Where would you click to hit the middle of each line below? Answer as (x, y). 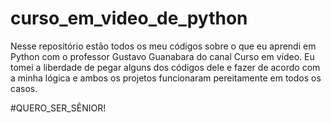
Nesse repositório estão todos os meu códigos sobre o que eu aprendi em (163, 46)
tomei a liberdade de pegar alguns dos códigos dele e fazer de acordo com (165, 67)
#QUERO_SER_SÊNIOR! (58, 108)
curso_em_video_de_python (129, 18)
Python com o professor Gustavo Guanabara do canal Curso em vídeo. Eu (162, 56)
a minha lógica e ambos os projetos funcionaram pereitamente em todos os (166, 78)
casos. (24, 88)
